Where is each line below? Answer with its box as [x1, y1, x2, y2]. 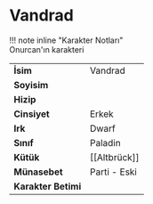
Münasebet [13, 166, 64, 178]
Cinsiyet [13, 108, 51, 120]
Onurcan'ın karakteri [9, 44, 85, 54]
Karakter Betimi [13, 180, 82, 192]
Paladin [89, 136, 122, 149]
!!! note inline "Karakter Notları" [9, 35, 124, 45]
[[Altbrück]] [89, 151, 140, 163]
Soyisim [13, 78, 49, 91]
